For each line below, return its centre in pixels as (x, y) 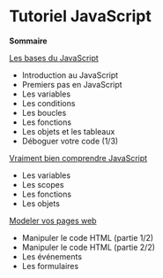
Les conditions (48, 103)
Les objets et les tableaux (68, 131)
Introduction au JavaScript (70, 75)
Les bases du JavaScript (54, 58)
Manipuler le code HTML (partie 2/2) (89, 247)
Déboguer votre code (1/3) (70, 141)
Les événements (52, 256)
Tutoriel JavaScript (80, 16)
